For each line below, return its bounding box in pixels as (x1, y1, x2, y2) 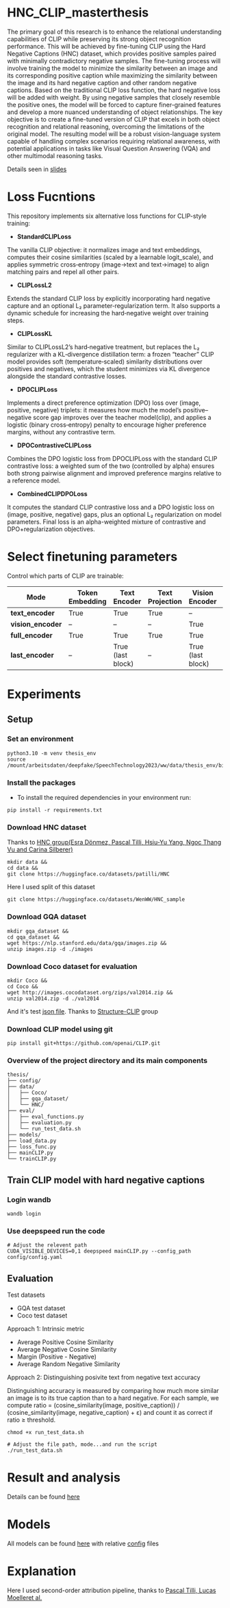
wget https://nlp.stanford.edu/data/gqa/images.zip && (7, 939, 167, 946)
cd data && (7, 864, 38, 872)
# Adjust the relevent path (7, 1242, 88, 1249)
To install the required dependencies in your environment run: (16, 793, 192, 801)
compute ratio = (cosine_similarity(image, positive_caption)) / (7, 1401, 180, 1409)
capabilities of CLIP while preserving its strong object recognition (7, 34, 192, 43)
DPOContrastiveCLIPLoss (16, 441, 92, 449)
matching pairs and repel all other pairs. (7, 267, 120, 276)
